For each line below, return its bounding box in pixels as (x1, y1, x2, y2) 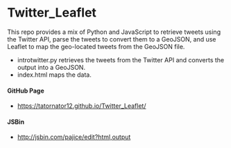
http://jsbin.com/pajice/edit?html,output (17, 133, 131, 141)
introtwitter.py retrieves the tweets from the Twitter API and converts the (17, 55, 225, 64)
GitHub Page (7, 86, 44, 95)
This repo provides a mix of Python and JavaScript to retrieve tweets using (7, 28, 221, 36)
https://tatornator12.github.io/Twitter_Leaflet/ (17, 102, 146, 110)
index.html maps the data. (17, 71, 92, 79)
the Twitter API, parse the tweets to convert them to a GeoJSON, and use (7, 35, 216, 43)
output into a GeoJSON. (17, 63, 85, 71)
